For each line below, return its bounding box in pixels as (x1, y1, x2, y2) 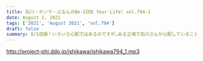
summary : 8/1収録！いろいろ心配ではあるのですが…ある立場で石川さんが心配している (6, 31, 190, 37)
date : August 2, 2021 (6, 14, 61, 21)
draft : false (6, 25, 39, 32)
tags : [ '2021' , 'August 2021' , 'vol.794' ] (6, 20, 115, 26)
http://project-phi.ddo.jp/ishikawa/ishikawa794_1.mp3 (6, 48, 140, 55)
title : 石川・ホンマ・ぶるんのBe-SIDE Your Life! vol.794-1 (6, 8, 151, 15)
